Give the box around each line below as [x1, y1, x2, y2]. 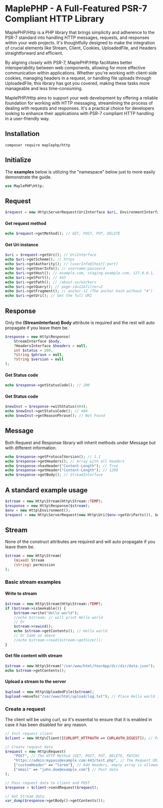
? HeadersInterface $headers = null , [14, 343, 88, 348]
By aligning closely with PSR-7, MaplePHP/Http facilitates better [5, 59, 132, 65]
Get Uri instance [5, 242, 39, 248]
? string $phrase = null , [14, 352, 64, 357]
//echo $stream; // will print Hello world [14, 615, 103, 620]
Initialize [5, 156, 32, 164]
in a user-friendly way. [5, 115, 50, 121]
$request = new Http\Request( [5, 749, 66, 754]
